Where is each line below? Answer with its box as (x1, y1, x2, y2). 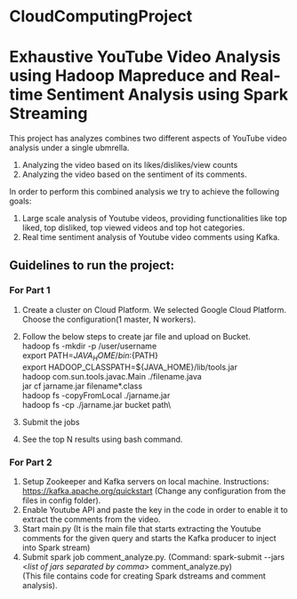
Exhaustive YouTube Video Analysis (9, 47, 281, 68)
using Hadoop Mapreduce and (9, 66, 237, 86)
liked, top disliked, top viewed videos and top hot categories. (21, 222, 245, 233)
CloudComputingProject (9, 6, 193, 27)
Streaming (9, 104, 88, 124)
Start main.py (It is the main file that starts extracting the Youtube (21, 523, 261, 534)
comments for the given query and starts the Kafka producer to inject (21, 532, 277, 543)
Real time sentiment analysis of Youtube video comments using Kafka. (21, 232, 280, 243)
